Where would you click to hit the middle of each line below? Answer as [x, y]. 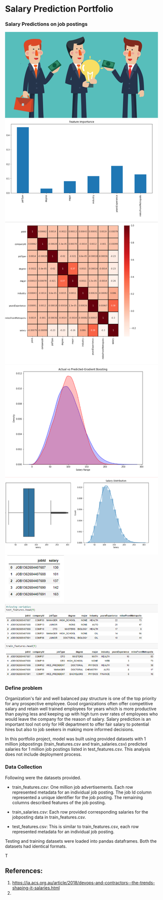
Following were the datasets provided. [43, 778]
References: [24, 871]
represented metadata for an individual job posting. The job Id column [82, 792]
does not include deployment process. [43, 754]
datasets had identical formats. [36, 846]
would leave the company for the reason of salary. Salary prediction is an [78, 719]
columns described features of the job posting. [59, 802]
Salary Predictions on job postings [46, 24]
